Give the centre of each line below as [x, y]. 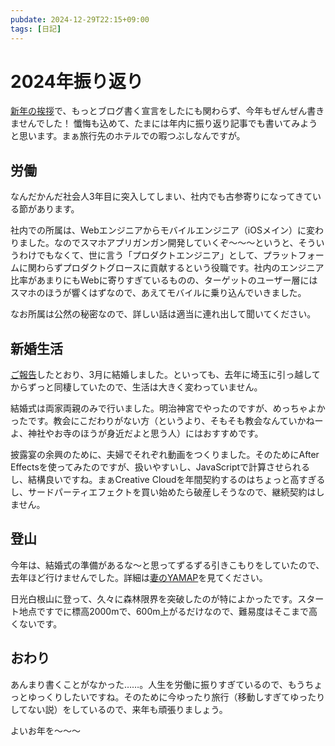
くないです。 [36, 623]
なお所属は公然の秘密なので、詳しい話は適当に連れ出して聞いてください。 [163, 314]
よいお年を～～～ [45, 730]
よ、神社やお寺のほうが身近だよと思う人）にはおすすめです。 [137, 433]
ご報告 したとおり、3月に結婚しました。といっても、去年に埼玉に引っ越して [165, 375]
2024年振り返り [77, 81]
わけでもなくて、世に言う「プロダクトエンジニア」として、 [140, 255]
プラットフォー [293, 255]
